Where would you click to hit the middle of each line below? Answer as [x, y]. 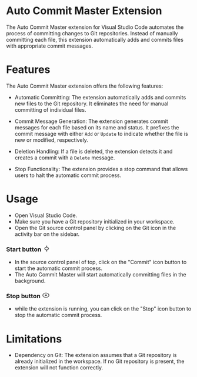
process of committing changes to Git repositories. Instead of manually [92, 33]
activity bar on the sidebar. [47, 234]
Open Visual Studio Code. [46, 215]
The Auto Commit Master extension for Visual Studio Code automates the [95, 27]
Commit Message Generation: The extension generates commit [91, 121]
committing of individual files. [50, 109]
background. [30, 281]
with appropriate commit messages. [49, 46]
